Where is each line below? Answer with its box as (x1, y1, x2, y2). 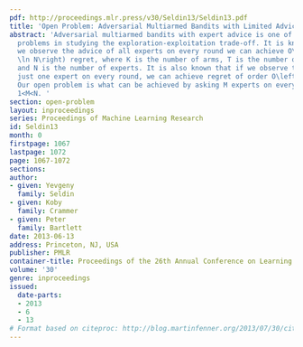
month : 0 (9, 131, 42, 140)
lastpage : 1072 (9, 147, 67, 156)
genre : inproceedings (9, 274, 91, 283)
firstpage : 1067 (9, 139, 70, 148)
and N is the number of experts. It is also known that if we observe (17, 64, 289, 73)
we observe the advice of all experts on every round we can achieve (17, 47, 284, 56)
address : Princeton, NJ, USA (9, 240, 119, 249)
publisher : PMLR (9, 249, 70, 258)
